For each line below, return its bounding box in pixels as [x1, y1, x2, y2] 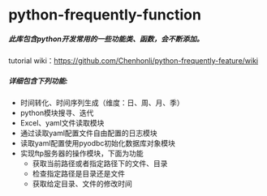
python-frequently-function [8, 6, 201, 24]
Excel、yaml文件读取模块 [19, 118, 105, 128]
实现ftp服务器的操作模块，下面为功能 [19, 148, 144, 159]
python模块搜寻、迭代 [19, 108, 94, 118]
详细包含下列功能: [8, 75, 68, 86]
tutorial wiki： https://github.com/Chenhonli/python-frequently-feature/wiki [8, 56, 259, 66]
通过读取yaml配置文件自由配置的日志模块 [19, 128, 158, 138]
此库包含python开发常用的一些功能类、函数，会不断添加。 [8, 34, 205, 44]
